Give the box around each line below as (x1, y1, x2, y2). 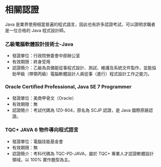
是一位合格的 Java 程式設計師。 (5, 27, 68, 33)
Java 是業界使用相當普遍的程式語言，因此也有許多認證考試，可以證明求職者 (5, 21, 156, 27)
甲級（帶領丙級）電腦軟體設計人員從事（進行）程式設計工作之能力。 (16, 71, 152, 77)
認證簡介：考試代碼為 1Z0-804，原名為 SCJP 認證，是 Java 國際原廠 (12, 107, 149, 113)
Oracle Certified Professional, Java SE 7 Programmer (5, 83, 132, 90)
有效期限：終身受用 (12, 59, 51, 65)
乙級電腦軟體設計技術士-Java (5, 41, 73, 48)
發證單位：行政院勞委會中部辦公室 (12, 53, 80, 59)
